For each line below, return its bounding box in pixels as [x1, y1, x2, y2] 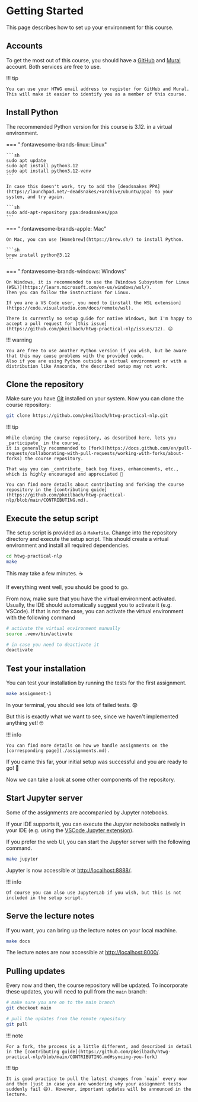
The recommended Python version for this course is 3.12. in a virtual [6, 123, 173, 130]
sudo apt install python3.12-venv [6, 168, 92, 174]
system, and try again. [6, 194, 65, 200]
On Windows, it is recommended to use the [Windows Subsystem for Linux [6, 279, 190, 285]
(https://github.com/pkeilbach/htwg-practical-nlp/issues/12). [6, 326, 166, 332]
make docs [6, 938, 31, 944]
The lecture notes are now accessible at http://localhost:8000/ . [6, 949, 160, 956]
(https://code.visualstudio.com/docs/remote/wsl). [6, 305, 134, 311]
